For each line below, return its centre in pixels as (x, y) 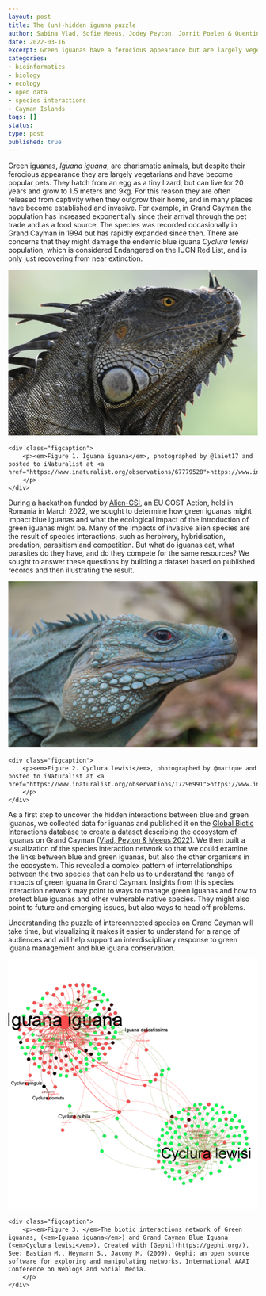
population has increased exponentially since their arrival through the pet (127, 216)
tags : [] (23, 117)
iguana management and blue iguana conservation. (92, 948)
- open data (28, 92)
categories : (28, 59)
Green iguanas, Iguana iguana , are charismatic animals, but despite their (127, 166)
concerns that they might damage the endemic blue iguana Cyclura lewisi (128, 241)
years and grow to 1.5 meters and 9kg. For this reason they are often (120, 191)
